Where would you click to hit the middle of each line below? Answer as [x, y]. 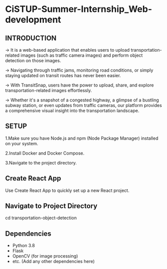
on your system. [22, 143]
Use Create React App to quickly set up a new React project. [67, 190]
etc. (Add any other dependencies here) [53, 262]
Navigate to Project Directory [51, 206]
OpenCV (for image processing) [45, 256]
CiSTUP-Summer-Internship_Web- [79, 9]
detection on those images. [33, 60]
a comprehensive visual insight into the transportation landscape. [72, 111]
